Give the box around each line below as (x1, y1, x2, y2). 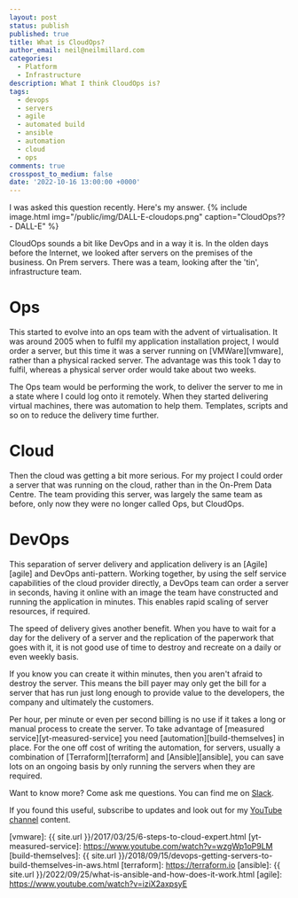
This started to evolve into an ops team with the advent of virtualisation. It (9, 327, 278, 338)
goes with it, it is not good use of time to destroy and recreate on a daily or (9, 642, 282, 652)
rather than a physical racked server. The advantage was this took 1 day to (9, 355, 281, 366)
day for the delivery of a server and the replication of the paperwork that (9, 632, 275, 643)
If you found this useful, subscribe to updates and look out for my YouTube (9, 804, 282, 816)
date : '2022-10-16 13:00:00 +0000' (9, 178, 141, 187)
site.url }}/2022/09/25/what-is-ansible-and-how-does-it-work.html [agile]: (9, 869, 282, 879)
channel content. (9, 814, 71, 824)
